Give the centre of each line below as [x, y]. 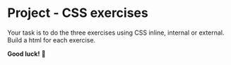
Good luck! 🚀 [26, 54]
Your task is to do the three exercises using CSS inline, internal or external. [116, 32]
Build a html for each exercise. [52, 40]
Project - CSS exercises [78, 13]
